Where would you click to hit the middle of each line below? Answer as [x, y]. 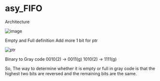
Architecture [17, 22]
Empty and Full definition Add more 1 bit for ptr [51, 40]
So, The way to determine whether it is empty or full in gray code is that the [80, 68]
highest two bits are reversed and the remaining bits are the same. [71, 73]
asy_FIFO [24, 8]
